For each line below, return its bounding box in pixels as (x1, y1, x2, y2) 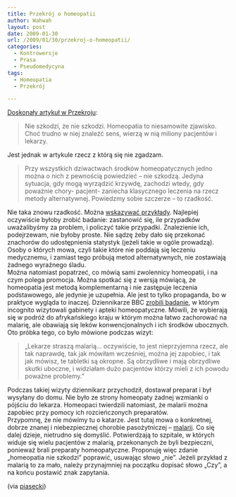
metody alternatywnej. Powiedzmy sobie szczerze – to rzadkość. (24, 194, 213, 203)
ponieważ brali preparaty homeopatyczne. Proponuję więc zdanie (7, 446, 199, 455)
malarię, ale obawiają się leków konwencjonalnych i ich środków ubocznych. (7, 321, 229, 329)
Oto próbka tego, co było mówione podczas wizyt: (7, 328, 154, 337)
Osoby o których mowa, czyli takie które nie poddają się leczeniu (7, 245, 196, 255)
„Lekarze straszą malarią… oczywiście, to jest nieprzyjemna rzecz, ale (24, 342, 229, 351)
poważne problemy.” (24, 372, 85, 380)
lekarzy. (24, 137, 48, 146)
